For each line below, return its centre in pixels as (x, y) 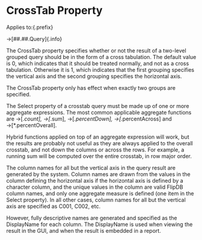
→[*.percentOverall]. (32, 125)
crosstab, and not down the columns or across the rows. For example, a (95, 150)
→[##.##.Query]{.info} (34, 39)
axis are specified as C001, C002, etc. (53, 206)
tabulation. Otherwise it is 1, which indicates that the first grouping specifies (100, 69)
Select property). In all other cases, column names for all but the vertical (96, 200)
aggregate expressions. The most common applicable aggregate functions (99, 112)
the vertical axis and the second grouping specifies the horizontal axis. (94, 76)
